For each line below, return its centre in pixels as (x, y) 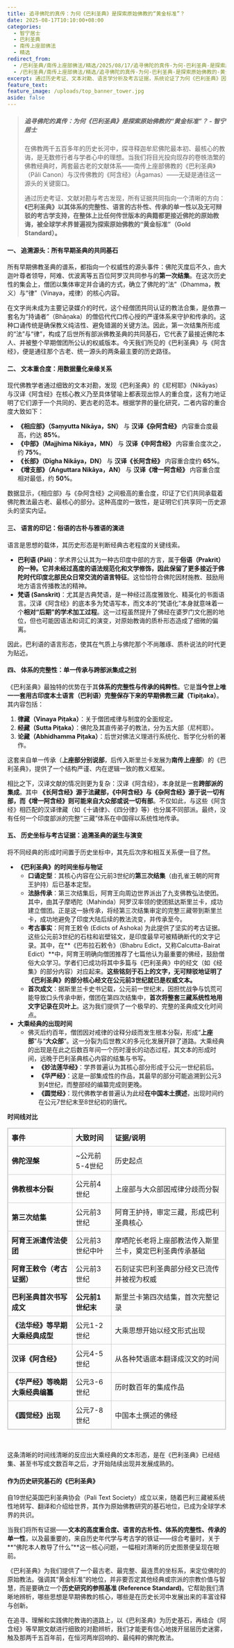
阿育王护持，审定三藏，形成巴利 (167, 1212)
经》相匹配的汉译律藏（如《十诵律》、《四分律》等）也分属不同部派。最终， (114, 809)
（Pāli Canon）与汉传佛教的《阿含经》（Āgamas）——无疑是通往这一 (123, 174)
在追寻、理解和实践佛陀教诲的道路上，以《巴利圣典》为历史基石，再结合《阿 (117, 1620)
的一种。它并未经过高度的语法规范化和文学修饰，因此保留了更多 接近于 (118, 568)
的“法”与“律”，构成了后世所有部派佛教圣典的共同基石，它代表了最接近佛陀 (113, 334)
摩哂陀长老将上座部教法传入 (160, 1240)
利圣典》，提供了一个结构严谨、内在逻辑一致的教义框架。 (88, 768)
